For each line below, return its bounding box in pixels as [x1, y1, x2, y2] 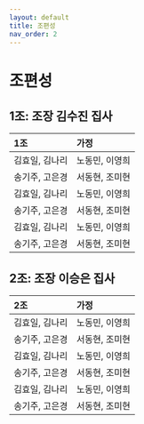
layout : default [9, 12, 69, 22]
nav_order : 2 [9, 29, 58, 38]
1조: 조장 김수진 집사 [9, 108, 113, 124]
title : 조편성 [9, 21, 56, 30]
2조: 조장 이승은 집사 [9, 270, 116, 285]
